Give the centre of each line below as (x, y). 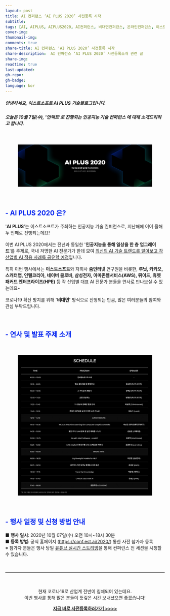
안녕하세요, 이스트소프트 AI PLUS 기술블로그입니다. (56, 103)
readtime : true (21, 64)
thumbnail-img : (21, 38)
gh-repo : (14, 75)
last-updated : (20, 70)
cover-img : (17, 32)
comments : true (21, 43)
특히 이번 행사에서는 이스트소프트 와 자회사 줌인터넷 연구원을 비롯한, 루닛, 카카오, (84, 269)
